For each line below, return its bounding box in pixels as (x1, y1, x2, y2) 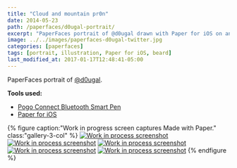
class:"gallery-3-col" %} (7, 131, 78, 139)
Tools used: (7, 89, 42, 97)
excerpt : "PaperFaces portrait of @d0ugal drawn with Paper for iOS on (7, 30, 222, 37)
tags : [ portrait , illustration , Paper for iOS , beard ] (7, 50, 172, 57)
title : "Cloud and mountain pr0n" (7, 10, 109, 18)
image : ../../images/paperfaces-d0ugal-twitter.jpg (7, 37, 162, 44)
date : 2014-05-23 (7, 17, 59, 24)
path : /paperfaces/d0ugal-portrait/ (7, 23, 115, 30)
